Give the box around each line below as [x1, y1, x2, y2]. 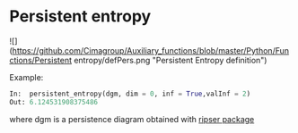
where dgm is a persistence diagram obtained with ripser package [9, 113, 255, 124]
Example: [9, 71, 44, 82]
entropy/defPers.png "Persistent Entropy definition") [73, 54, 267, 65]
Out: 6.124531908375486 [9, 97, 99, 106]
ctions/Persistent [9, 54, 72, 65]
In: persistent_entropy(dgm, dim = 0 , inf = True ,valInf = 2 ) [9, 89, 251, 98]
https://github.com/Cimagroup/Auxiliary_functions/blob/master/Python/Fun [12, 45, 290, 55]
